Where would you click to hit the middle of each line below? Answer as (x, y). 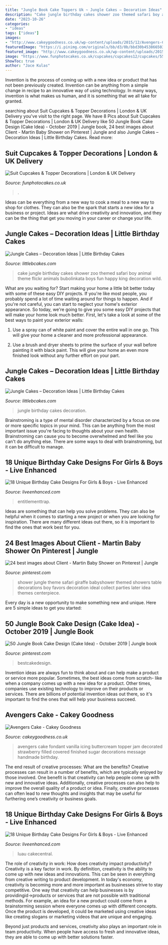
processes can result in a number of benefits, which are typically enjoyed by (84, 772)
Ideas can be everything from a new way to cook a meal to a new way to (80, 202)
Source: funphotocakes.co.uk (36, 183)
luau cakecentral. (35, 853)
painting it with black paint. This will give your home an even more (80, 350)
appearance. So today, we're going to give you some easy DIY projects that (83, 309)
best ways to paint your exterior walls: (44, 320)
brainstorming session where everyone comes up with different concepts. (81, 906)
